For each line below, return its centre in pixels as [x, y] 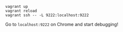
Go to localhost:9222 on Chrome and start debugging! [62, 24]
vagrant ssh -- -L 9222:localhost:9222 [47, 15]
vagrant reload [21, 11]
